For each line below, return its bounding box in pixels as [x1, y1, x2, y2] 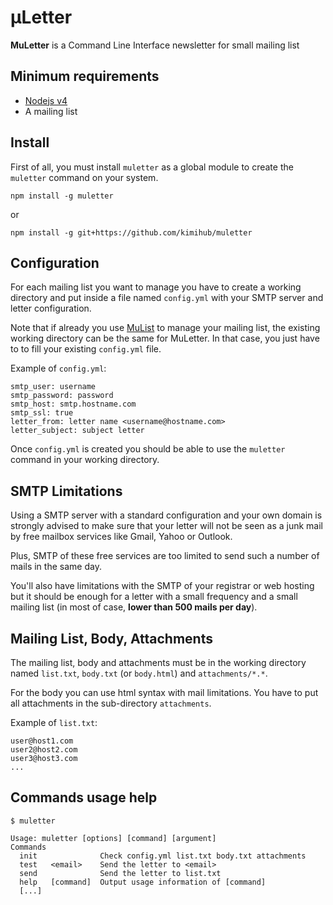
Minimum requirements [10, 68, 160, 85]
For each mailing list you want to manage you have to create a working [10, 281, 302, 293]
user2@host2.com [10, 745, 78, 755]
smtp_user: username [10, 382, 97, 392]
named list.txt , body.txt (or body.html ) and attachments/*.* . [10, 667, 268, 679]
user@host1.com [10, 736, 74, 746]
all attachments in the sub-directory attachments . [10, 697, 212, 709]
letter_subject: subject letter [10, 426, 145, 436]
